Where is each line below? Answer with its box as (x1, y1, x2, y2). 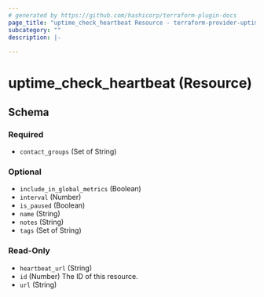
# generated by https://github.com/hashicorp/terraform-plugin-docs (8, 11, 237, 20)
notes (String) (19, 217, 64, 227)
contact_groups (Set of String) (19, 147, 117, 156)
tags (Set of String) (19, 226, 82, 235)
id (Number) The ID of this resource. (19, 271, 139, 281)
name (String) (19, 209, 60, 219)
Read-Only (8, 245, 51, 256)
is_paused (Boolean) (19, 201, 86, 210)
